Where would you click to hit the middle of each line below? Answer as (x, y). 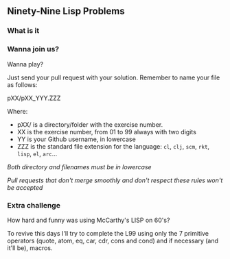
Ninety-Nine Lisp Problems (66, 11)
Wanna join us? (33, 49)
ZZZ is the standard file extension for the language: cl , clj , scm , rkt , (113, 146)
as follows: (22, 84)
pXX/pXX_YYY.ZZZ (34, 98)
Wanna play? (25, 64)
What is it (23, 31)
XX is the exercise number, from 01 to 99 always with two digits (107, 132)
